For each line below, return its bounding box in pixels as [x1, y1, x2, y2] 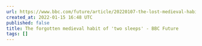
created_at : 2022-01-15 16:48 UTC [6, 14, 93, 20]
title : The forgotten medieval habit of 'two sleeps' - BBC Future [6, 25, 179, 32]
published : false [6, 20, 50, 26]
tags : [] [6, 31, 28, 37]
